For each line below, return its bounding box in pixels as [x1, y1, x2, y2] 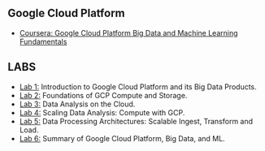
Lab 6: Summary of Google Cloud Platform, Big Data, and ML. [19, 133, 225, 143]
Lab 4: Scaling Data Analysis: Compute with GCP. [19, 107, 185, 117]
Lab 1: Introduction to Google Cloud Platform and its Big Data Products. [19, 81, 257, 92]
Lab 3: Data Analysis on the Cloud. [19, 99, 136, 109]
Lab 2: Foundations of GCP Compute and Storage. [19, 90, 188, 100]
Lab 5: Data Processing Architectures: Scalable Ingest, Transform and [19, 116, 254, 126]
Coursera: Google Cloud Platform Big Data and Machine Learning [19, 28, 238, 37]
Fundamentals [19, 37, 67, 46]
